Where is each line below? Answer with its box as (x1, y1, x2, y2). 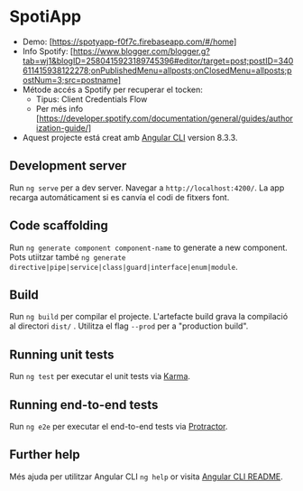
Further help (9, 447, 81, 462)
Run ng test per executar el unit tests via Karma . (9, 371, 191, 382)
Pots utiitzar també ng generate (9, 251, 126, 263)
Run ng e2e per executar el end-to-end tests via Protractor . (9, 422, 228, 431)
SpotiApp (9, 6, 82, 27)
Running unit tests (9, 347, 115, 362)
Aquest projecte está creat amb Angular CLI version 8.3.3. (22, 132, 238, 143)
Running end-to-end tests (9, 397, 159, 412)
